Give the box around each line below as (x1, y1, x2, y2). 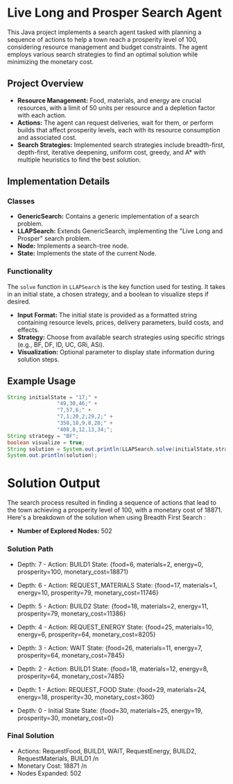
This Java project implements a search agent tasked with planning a (7, 28, 202, 36)
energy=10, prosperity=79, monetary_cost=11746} (17, 588, 159, 597)
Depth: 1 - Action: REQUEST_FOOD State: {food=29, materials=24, (17, 685, 207, 693)
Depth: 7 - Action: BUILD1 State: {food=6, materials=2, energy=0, (17, 560, 203, 568)
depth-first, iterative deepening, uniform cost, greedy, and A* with (17, 148, 206, 156)
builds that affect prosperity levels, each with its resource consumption (17, 125, 221, 134)
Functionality (7, 267, 53, 276)
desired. (7, 297, 31, 306)
